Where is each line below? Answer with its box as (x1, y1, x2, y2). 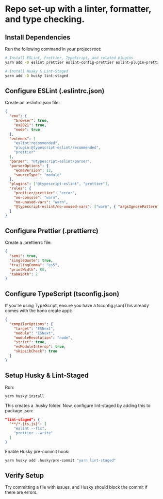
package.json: (5, 407, 33, 413)
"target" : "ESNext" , (14, 326, 55, 331)
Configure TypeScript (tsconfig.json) (5, 290, 120, 298)
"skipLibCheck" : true (14, 349, 57, 354)
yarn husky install (5, 393, 45, 399)
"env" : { (9, 113, 27, 119)
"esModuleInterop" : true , (14, 344, 66, 349)
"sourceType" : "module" (14, 172, 62, 177)
